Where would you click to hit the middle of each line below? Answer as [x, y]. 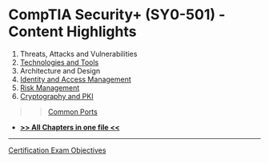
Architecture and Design [60, 70]
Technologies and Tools [59, 62]
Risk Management [50, 87]
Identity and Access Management [76, 79]
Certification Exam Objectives [57, 150]
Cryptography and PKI [56, 96]
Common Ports [72, 111]
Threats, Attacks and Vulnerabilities [78, 54]
